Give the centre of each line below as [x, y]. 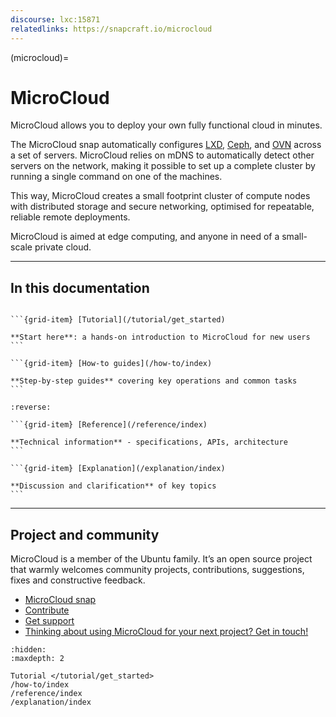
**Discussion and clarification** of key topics [113, 486]
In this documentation [80, 287]
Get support [49, 621]
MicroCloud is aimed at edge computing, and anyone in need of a [145, 237]
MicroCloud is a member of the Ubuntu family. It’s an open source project [161, 559]
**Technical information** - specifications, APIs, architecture [149, 442]
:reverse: [31, 407]
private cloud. [63, 247]
